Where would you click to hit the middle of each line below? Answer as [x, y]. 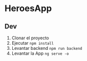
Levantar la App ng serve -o [40, 53]
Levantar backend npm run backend [47, 48]
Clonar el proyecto [30, 38]
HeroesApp [28, 8]
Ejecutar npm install [33, 43]
